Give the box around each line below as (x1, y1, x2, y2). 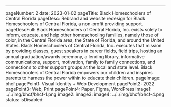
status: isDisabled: (5, 97, 44, 102)
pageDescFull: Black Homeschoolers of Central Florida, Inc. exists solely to (5, 26, 163, 32)
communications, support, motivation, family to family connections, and (5, 59, 156, 65)
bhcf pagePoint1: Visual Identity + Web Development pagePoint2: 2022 (5, 81, 154, 87)
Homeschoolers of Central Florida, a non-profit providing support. (5, 21, 144, 27)
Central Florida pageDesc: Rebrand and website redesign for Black (5, 16, 146, 21)
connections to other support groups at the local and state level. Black (5, 64, 153, 70)
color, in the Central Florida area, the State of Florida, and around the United (5, 37, 165, 43)
